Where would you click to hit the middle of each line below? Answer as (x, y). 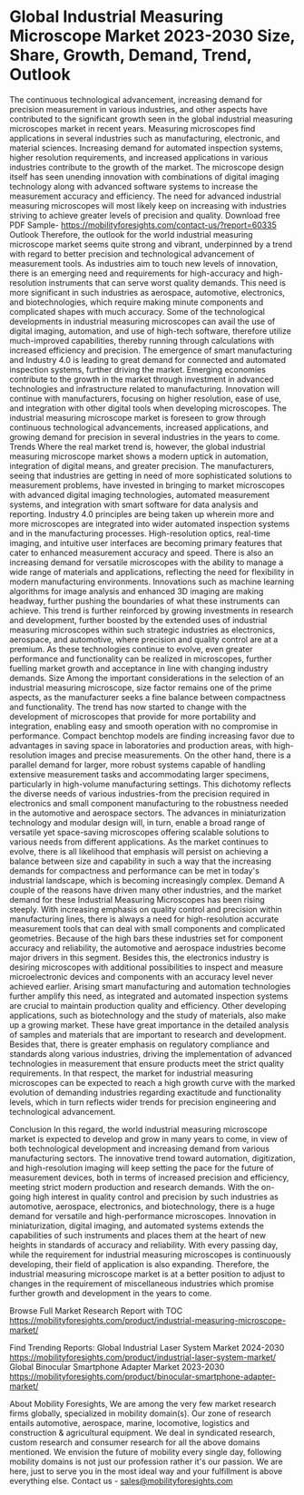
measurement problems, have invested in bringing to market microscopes (147, 485)
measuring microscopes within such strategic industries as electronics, (142, 630)
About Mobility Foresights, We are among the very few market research (143, 1403)
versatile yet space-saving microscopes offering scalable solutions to (139, 832)
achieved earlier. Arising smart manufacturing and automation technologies (150, 986)
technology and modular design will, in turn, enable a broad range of (137, 822)
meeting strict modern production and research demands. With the (134, 1187)
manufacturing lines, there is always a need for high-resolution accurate (144, 919)
